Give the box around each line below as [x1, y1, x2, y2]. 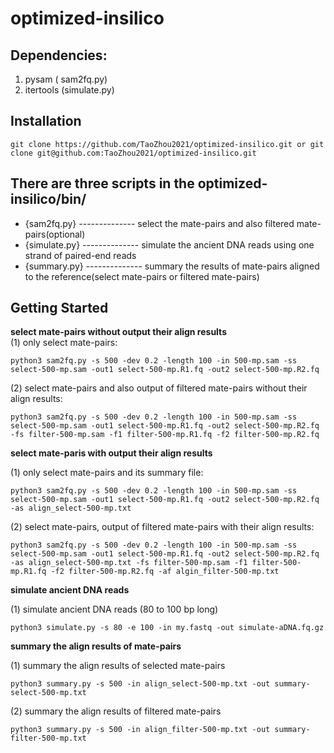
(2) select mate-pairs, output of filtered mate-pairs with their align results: [10, 521, 315, 533]
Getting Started [10, 300, 109, 317]
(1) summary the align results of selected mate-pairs [10, 660, 226, 672]
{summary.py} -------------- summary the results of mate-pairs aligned [24, 260, 320, 272]
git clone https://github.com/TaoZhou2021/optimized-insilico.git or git [10, 139, 325, 149]
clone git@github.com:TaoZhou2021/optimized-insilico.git [10, 148, 257, 158]
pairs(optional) [24, 228, 86, 240]
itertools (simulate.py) [24, 84, 115, 96]
